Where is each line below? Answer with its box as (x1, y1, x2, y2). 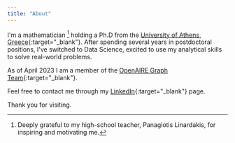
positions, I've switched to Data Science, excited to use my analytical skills (7, 45, 222, 54)
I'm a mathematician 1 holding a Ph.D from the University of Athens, (7, 29, 201, 39)
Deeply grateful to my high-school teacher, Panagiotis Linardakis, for (17, 121, 216, 129)
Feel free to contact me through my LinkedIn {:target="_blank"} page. (7, 87, 206, 96)
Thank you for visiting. (7, 100, 72, 109)
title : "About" (7, 10, 52, 17)
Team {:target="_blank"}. (7, 74, 78, 82)
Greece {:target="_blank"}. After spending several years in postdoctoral (7, 38, 212, 46)
